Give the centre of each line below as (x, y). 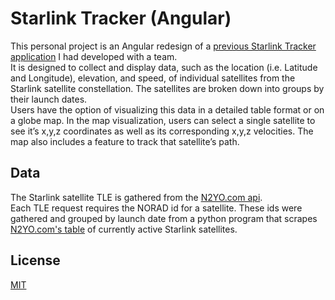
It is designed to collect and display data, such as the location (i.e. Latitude (164, 67)
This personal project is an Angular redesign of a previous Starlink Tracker (163, 46)
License (35, 260)
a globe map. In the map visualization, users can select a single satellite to (163, 120)
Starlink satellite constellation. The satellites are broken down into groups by (167, 88)
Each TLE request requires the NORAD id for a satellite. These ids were (156, 208)
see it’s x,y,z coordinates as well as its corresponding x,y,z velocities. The (162, 131)
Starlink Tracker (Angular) (121, 18)
